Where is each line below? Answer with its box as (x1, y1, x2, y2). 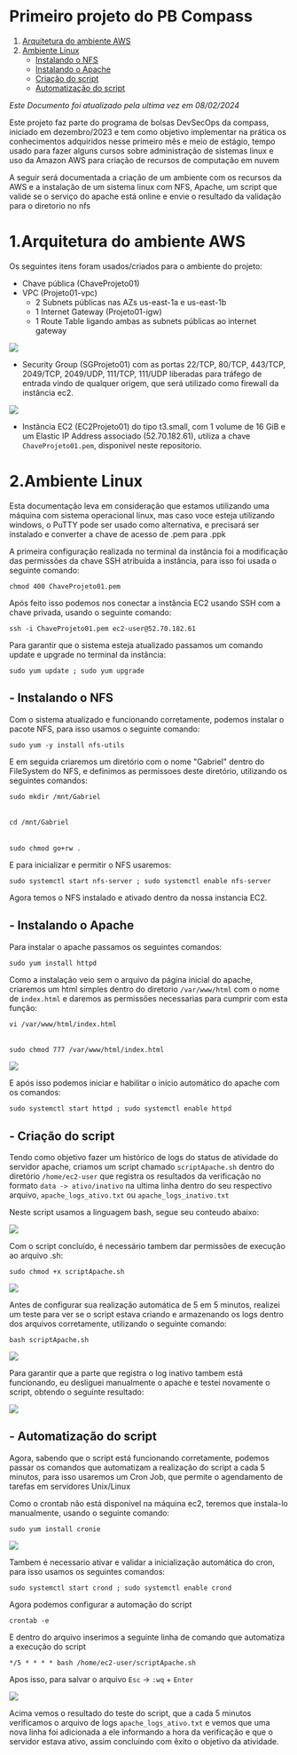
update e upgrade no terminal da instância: (9, 649, 167, 660)
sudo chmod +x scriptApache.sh (9, 1268, 125, 1277)
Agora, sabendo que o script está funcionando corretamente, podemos (9, 1452, 270, 1463)
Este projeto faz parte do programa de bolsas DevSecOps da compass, (9, 117, 270, 128)
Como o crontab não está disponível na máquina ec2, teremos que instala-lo (9, 1498, 288, 1508)
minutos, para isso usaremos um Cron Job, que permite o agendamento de (9, 1471, 284, 1482)
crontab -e (9, 1616, 50, 1625)
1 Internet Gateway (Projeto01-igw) (35, 306, 162, 317)
